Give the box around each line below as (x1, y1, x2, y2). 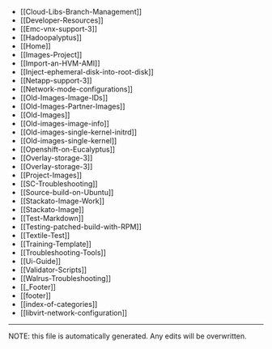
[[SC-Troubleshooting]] (19, 179, 99, 189)
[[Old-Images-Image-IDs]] (19, 93, 108, 102)
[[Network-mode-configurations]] (19, 84, 134, 94)
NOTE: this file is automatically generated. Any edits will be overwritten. (8, 331, 247, 341)
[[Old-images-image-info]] (19, 119, 109, 128)
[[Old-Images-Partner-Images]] (19, 101, 125, 111)
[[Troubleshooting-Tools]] (19, 248, 107, 257)
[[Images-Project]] (19, 50, 83, 59)
